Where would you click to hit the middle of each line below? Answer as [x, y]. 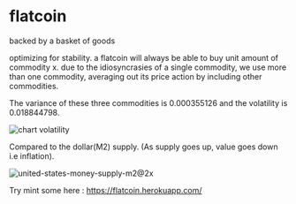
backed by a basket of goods [62, 41]
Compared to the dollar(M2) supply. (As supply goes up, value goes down [144, 147]
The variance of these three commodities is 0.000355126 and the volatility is [148, 102]
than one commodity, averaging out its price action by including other [136, 76]
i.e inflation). [32, 155]
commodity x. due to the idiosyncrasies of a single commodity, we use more [148, 67]
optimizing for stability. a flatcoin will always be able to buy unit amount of [144, 57]
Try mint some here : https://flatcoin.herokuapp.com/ [106, 190]
